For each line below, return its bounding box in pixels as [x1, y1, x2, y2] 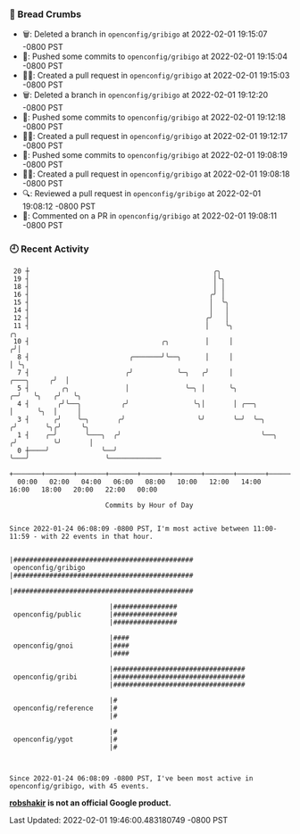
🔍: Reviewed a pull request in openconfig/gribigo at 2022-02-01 [21, 188, 262, 199]
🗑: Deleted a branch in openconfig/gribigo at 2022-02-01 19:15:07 [21, 29, 268, 39]
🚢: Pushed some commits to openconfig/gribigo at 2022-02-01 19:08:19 [21, 150, 288, 161]
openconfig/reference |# [12, 704, 118, 713]
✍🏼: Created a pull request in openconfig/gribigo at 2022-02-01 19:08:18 [21, 169, 290, 179]
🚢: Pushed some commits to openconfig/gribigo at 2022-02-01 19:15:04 [21, 51, 288, 62]
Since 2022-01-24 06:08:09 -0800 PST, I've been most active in [9, 773, 254, 783]
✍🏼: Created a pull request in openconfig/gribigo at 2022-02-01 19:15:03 [21, 70, 290, 81]
